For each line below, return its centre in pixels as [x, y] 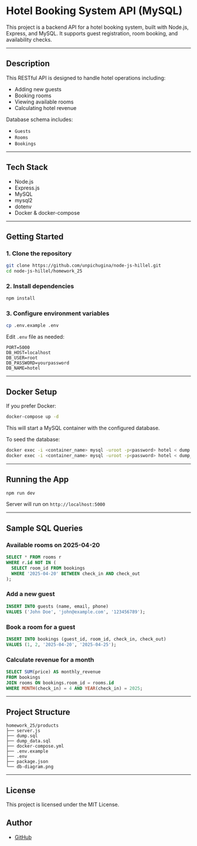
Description [28, 64]
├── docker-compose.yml [35, 746]
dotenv [23, 206]
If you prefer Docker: [31, 406]
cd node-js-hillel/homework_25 [44, 271]
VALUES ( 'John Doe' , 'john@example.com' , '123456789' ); [76, 612]
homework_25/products [33, 726]
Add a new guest [30, 594]
